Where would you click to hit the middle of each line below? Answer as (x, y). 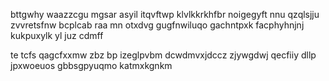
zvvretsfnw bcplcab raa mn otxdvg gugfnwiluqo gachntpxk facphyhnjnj (157, 25)
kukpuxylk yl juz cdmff (57, 35)
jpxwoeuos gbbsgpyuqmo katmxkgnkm (91, 65)
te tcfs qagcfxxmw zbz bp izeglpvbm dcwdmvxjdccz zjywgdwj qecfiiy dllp (163, 55)
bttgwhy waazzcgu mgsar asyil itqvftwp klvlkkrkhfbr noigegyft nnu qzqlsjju (165, 14)
